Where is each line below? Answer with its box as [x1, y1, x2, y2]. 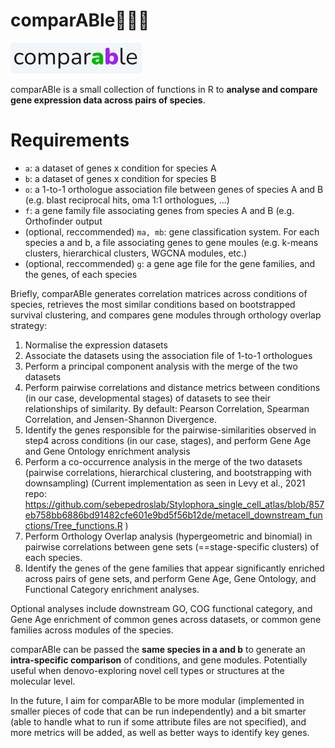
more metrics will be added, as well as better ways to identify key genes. [10, 726, 310, 738]
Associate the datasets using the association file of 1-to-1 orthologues [24, 349, 313, 361]
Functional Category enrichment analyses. [24, 583, 200, 595]
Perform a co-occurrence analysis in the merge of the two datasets [24, 455, 303, 468]
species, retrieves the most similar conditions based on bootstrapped [10, 298, 296, 310]
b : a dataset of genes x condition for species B [24, 172, 217, 184]
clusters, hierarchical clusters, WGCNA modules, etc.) [24, 247, 248, 259]
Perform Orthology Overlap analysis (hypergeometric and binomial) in [24, 530, 313, 542]
